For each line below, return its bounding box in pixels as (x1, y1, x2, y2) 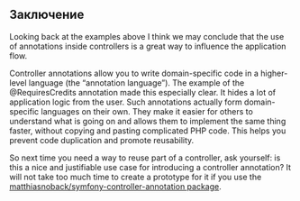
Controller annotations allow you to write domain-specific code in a (9, 68, 259, 78)
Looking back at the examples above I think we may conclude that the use (9, 31, 285, 41)
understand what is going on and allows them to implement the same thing (9, 115, 286, 126)
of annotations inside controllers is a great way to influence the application (9, 41, 286, 51)
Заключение (9, 7, 85, 23)
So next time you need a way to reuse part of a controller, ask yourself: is (9, 152, 281, 163)
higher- (259, 68, 288, 78)
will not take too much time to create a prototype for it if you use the (9, 171, 262, 182)
